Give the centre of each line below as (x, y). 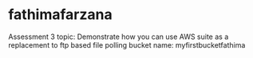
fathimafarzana (61, 15)
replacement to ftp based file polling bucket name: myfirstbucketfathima (127, 44)
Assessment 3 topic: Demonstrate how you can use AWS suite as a (119, 37)
